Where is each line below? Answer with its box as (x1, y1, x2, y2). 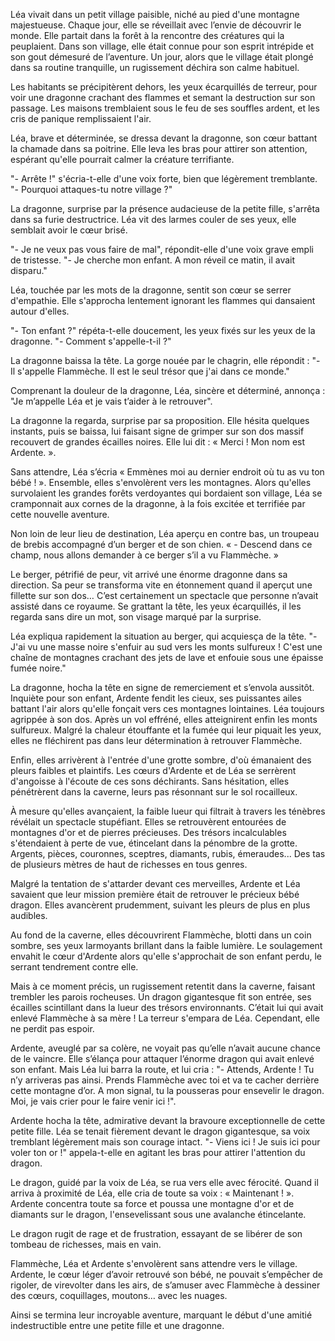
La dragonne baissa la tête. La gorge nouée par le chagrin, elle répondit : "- (10, 355, 321, 366)
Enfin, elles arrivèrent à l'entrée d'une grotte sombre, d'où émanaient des (10, 754, 312, 766)
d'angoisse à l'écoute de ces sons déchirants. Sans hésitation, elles (10, 775, 290, 787)
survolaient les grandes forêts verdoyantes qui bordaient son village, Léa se (10, 487, 323, 499)
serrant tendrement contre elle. (10, 961, 139, 973)
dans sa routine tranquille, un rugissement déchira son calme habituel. (10, 62, 300, 73)
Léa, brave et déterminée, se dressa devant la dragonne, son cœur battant (10, 132, 318, 144)
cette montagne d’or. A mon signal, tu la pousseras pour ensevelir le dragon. (10, 1085, 325, 1096)
